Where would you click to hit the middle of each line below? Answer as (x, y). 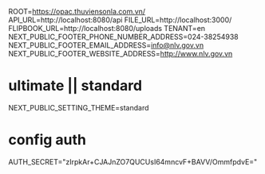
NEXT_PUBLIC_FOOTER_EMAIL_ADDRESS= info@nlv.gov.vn (106, 45)
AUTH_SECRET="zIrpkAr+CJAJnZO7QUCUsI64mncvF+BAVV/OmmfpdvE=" (133, 161)
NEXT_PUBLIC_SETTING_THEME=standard (79, 107)
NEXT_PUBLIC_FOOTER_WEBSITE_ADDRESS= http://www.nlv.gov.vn (121, 54)
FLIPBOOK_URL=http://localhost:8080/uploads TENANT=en (107, 28)
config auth (47, 140)
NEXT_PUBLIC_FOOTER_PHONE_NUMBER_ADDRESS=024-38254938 (123, 37)
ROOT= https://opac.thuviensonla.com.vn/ (77, 12)
